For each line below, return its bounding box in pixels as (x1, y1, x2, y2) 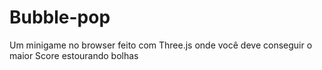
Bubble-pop (9, 6, 111, 29)
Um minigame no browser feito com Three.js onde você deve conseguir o (9, 39, 313, 51)
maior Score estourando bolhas (9, 49, 139, 61)
